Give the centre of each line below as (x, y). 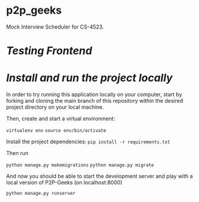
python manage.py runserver (41, 194)
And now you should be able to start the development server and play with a (99, 176)
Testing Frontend (49, 51)
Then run (17, 153)
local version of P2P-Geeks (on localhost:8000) (64, 182)
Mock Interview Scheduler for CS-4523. (55, 27)
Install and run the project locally (89, 78)
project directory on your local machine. (55, 107)
